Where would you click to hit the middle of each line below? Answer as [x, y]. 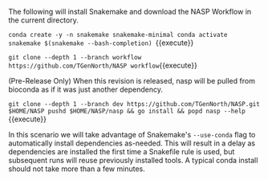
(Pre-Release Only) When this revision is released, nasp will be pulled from [132, 81]
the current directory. [43, 20]
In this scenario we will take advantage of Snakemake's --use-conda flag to [132, 135]
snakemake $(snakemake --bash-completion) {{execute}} [101, 43]
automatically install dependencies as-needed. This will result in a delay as [132, 143]
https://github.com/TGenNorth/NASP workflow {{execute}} [103, 65]
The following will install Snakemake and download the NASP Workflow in [130, 12]
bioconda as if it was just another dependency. [85, 89]
